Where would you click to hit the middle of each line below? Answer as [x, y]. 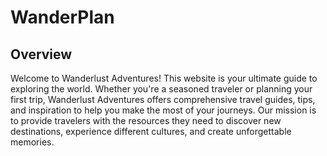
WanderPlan [62, 17]
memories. [32, 142]
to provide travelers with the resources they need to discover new [146, 120]
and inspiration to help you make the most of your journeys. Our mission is [163, 110]
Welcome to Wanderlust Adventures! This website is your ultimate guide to [164, 78]
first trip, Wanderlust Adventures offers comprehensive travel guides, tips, [163, 99]
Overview [41, 54]
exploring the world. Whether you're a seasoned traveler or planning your [161, 89]
